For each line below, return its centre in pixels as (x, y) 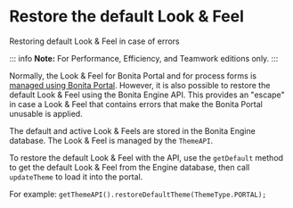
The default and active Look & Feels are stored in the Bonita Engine (132, 130)
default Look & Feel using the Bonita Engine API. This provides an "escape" (147, 95)
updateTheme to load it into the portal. (76, 177)
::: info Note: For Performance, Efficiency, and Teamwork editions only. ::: (144, 58)
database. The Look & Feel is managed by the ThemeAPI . (111, 140)
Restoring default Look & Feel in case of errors (94, 41)
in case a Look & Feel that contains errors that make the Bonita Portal (136, 104)
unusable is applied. (46, 113)
